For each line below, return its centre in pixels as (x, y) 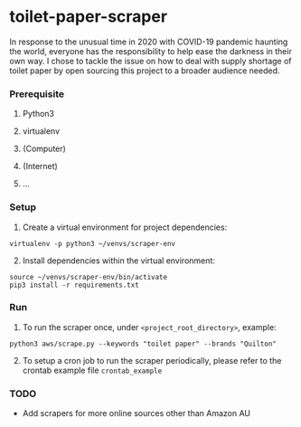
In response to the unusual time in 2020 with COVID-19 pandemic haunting (149, 42)
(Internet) (40, 166)
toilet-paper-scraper (89, 17)
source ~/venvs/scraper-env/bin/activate (89, 277)
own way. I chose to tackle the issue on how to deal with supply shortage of (150, 61)
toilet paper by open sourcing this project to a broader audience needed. (145, 71)
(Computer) (44, 149)
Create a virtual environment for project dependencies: (125, 227)
